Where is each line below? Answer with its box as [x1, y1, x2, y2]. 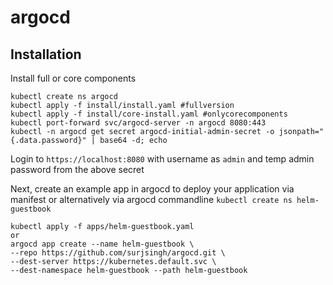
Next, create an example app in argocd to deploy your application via [10, 183, 295, 195]
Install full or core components [10, 72, 137, 84]
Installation [10, 46, 82, 63]
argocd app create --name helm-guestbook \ [10, 239, 195, 249]
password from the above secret [10, 164, 145, 175]
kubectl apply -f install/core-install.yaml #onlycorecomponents [10, 109, 288, 119]
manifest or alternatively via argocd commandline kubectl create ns [10, 194, 293, 205]
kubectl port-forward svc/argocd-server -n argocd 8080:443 [10, 118, 267, 128]
